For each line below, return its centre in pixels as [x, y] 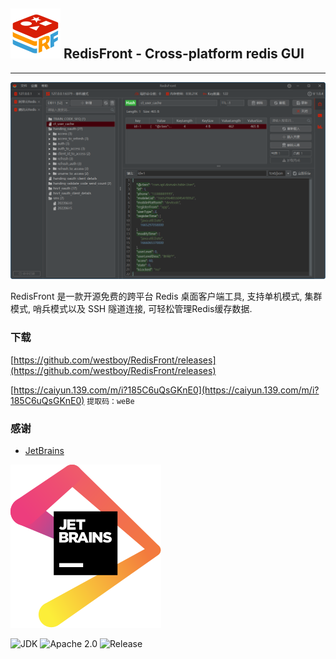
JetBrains [44, 450]
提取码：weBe [110, 401]
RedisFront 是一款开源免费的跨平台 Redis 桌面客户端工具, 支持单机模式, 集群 [166, 296]
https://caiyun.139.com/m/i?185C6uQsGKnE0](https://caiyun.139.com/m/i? [166, 390]
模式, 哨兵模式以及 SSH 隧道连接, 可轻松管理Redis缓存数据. [131, 309]
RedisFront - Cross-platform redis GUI [184, 54]
